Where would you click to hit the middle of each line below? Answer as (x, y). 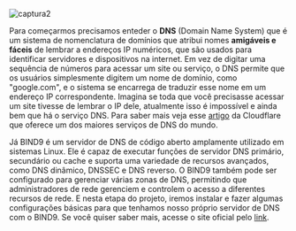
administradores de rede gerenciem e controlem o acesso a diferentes (137, 189)
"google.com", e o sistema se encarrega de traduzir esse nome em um (138, 87)
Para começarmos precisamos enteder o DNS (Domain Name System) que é (148, 31)
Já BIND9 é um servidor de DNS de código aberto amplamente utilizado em (147, 142)
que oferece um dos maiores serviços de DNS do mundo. (114, 125)
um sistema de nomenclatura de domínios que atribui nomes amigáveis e (143, 40)
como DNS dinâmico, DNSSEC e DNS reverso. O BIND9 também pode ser (143, 170)
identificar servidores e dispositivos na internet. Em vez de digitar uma (137, 59)
